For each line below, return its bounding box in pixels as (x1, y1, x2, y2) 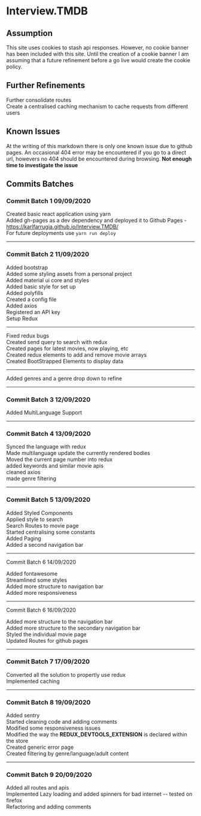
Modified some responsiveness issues (6, 724, 100, 732)
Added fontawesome (6, 570, 58, 577)
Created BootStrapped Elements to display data (6, 357, 124, 365)
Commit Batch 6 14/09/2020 (6, 558, 77, 565)
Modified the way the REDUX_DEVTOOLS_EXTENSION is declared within (6, 731, 187, 738)
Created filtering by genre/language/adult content (6, 750, 129, 757)
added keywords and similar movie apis (6, 462, 103, 469)
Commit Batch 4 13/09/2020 (6, 429, 91, 438)
